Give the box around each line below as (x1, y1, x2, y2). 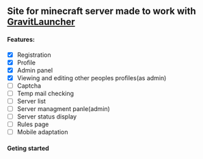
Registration (16, 51, 51, 59)
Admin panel (16, 66, 53, 74)
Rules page (16, 120, 49, 129)
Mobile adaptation (16, 128, 68, 136)
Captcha (16, 82, 42, 90)
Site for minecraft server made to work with (7, 5, 196, 17)
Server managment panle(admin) (16, 105, 111, 113)
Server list (16, 97, 46, 105)
